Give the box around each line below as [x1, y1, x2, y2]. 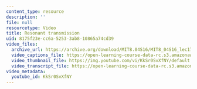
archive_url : [11, 47, 43, 53]
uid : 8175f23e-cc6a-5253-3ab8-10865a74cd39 [6, 36, 114, 42]
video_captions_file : [11, 52, 64, 58]
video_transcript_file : [11, 63, 69, 69]
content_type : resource [6, 8, 64, 15]
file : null [6, 19, 33, 25]
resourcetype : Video [6, 25, 57, 31]
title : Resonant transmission [6, 30, 80, 36]
